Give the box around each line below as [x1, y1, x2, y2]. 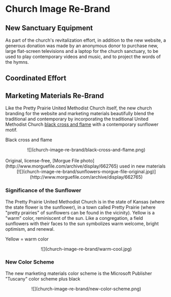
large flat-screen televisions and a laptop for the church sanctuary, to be [5, 48, 159, 54]
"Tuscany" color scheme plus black [5, 275, 81, 282]
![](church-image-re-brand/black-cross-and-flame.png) [27, 147, 146, 153]
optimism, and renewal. [5, 226, 55, 232]
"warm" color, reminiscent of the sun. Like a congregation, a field [5, 215, 143, 221]
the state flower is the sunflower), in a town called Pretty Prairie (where [5, 204, 156, 210]
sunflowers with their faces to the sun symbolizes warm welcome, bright [5, 220, 159, 227]
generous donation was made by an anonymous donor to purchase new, [5, 43, 159, 49]
